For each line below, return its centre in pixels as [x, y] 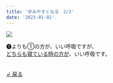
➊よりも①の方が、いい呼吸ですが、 [52, 46]
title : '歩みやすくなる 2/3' [40, 12]
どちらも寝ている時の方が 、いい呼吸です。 [58, 54]
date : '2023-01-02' [30, 17]
